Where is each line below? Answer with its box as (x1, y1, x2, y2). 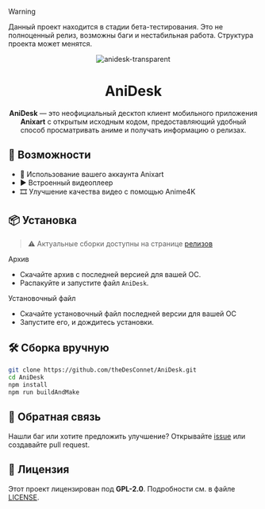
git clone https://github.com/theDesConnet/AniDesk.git (8, 366, 197, 374)
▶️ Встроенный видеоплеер (19, 178, 113, 187)
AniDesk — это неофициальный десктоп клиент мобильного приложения (9, 108, 258, 118)
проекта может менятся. (8, 39, 93, 48)
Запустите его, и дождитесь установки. (19, 317, 155, 326)
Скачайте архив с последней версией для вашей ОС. (19, 269, 202, 279)
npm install (8, 381, 48, 389)
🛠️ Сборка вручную (8, 341, 109, 354)
